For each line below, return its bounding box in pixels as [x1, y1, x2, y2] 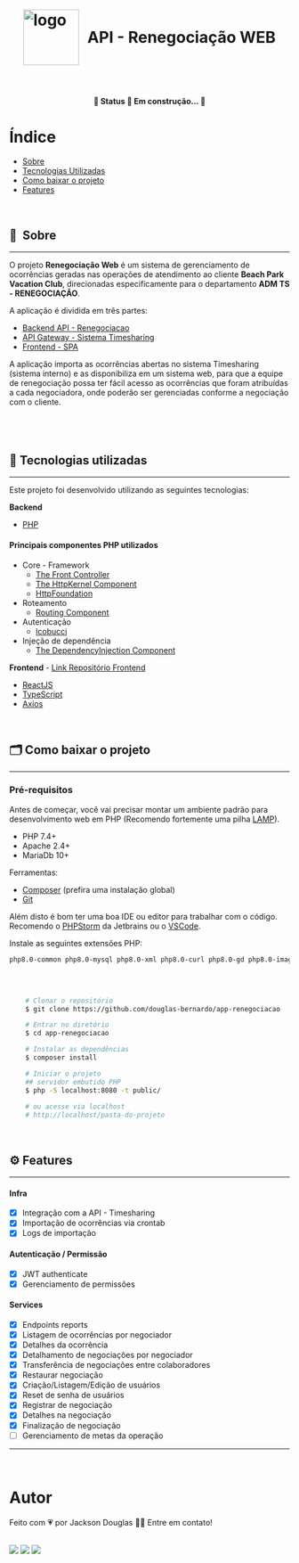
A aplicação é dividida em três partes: [9, 306, 149, 316]
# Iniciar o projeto [25, 1069, 101, 1078]
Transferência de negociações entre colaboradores [21, 1360, 211, 1371]
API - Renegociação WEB [87, 28, 276, 48]
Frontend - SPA [21, 341, 78, 352]
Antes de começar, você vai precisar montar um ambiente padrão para [9, 804, 269, 814]
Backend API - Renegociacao [21, 323, 130, 333]
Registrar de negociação [21, 1400, 113, 1411]
